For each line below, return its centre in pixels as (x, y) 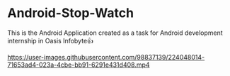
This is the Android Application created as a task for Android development (115, 33)
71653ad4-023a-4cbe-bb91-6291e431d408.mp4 (79, 65)
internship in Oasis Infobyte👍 (51, 40)
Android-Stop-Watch (71, 13)
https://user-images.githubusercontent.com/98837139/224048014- (106, 57)
